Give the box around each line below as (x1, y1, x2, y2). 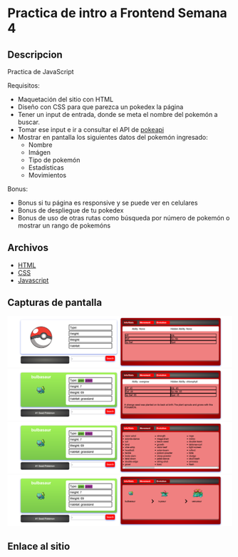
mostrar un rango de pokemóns (17, 221, 111, 230)
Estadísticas (28, 163, 64, 172)
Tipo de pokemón (28, 155, 81, 164)
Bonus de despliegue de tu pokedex (17, 206, 124, 215)
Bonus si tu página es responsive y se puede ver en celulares (17, 198, 198, 207)
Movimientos (28, 171, 66, 179)
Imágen (28, 148, 51, 156)
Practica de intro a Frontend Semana (7, 5, 228, 21)
